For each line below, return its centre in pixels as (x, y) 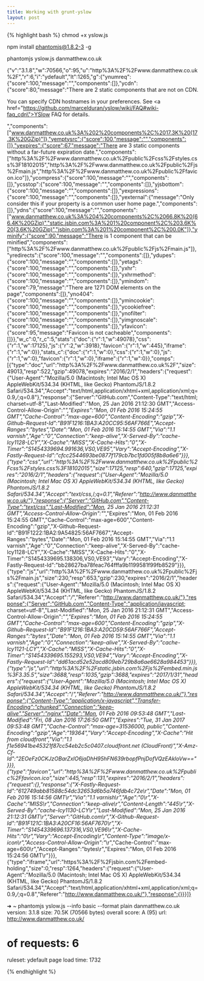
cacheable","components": (138, 332)
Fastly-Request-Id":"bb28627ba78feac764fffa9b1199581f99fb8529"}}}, (96, 565)
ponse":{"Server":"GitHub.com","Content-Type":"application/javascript (96, 603)
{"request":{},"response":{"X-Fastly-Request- (64, 784)
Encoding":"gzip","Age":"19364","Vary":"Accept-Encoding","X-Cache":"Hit (100, 733)
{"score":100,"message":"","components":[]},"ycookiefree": (81, 307)
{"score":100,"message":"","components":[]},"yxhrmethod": (81, 275)
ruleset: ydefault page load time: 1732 (54, 960)
